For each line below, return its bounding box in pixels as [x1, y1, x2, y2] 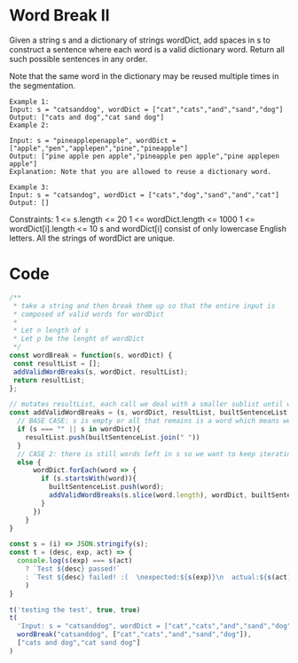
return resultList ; [12, 375, 86, 384]
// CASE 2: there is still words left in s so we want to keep [17, 449, 255, 458]
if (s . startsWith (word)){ [41, 474, 137, 484]
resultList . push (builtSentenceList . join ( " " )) [25, 432, 200, 442]
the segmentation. [9, 80, 75, 91]
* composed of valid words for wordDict [12, 310, 165, 319]
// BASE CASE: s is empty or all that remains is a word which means [17, 416, 279, 426]
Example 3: [9, 183, 50, 192]
